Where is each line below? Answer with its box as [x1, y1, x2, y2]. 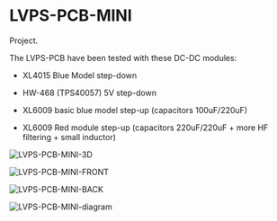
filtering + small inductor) [22, 131, 117, 142]
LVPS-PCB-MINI [9, 5, 132, 26]
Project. [9, 35, 39, 46]
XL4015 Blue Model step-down [22, 69, 138, 81]
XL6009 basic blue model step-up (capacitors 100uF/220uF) [22, 104, 248, 115]
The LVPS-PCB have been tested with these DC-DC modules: [9, 52, 237, 63]
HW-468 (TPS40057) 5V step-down [22, 87, 157, 98]
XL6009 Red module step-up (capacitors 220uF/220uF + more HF [22, 122, 269, 133]
